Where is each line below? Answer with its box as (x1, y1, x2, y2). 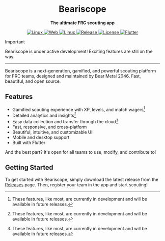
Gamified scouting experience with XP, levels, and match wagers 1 (12, 105, 145, 112)
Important (5, 38, 25, 45)
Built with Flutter (12, 139, 46, 145)
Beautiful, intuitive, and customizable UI (12, 129, 93, 135)
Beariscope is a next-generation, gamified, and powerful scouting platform (5, 68, 156, 73)
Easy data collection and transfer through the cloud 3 (12, 118, 119, 124)
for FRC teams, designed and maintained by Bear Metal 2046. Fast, (5, 73, 141, 79)
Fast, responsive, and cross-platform (12, 124, 87, 130)
